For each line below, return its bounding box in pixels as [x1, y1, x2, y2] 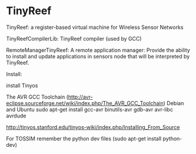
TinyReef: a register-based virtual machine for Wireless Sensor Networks [6, 24, 184, 31]
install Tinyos [6, 81, 38, 89]
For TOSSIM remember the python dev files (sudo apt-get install [6, 135, 162, 142]
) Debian [163, 99, 184, 107]
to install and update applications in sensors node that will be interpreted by [6, 53, 190, 60]
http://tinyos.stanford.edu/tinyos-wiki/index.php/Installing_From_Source [6, 123, 180, 130]
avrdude [6, 112, 26, 119]
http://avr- [68, 93, 93, 100]
